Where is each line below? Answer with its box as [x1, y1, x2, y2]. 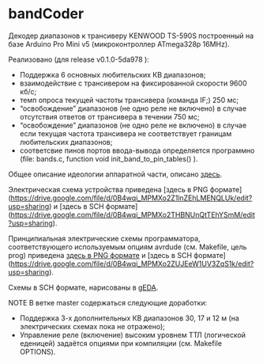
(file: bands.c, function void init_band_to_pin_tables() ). [19, 154, 198, 163]
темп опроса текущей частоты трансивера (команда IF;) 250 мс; [19, 95, 239, 104]
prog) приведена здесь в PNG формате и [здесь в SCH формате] [8, 250, 227, 260]
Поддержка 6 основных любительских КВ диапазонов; [19, 70, 206, 79]
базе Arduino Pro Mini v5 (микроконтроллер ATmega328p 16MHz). [8, 39, 231, 48]
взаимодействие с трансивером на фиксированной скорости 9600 [19, 78, 247, 88]
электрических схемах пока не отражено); [19, 321, 166, 331]
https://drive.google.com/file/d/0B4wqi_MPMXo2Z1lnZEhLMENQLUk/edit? [10, 193, 253, 203]
